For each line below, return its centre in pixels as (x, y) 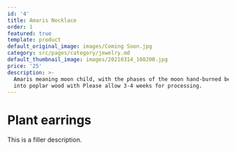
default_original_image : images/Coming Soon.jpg (80, 46)
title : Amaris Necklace (42, 20)
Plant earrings (50, 120)
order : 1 (20, 27)
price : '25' (25, 66)
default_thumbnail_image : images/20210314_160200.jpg (88, 60)
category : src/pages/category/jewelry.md (69, 53)
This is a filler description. (45, 140)
